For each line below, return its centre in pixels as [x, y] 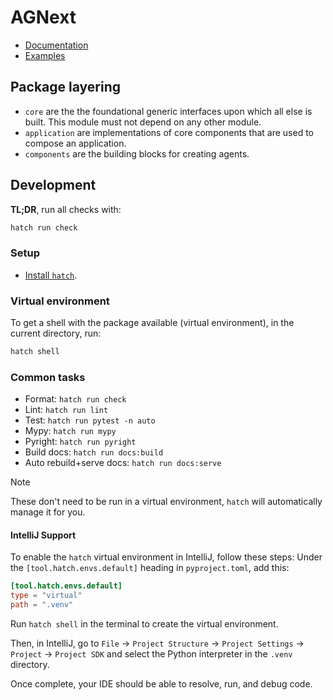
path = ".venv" [42, 605]
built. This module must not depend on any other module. [143, 122]
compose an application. [75, 143]
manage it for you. [48, 512]
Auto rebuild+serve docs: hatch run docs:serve [123, 463]
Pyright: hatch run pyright [80, 442]
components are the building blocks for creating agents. [137, 153]
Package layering [65, 87]
